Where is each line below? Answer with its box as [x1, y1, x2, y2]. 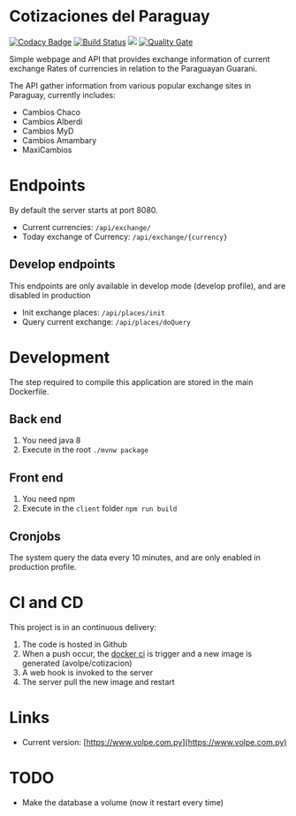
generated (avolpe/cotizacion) [21, 658, 133, 668]
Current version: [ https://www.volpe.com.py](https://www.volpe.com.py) [21, 736, 287, 747]
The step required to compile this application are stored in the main [9, 376, 254, 387]
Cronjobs [9, 528, 62, 543]
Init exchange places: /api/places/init [21, 307, 165, 318]
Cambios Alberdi [21, 116, 83, 127]
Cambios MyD [21, 126, 74, 136]
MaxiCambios [21, 144, 72, 155]
